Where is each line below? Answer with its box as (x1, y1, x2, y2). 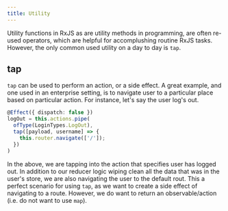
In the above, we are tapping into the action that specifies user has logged (7, 160, 217, 168)
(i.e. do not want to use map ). (7, 196, 88, 204)
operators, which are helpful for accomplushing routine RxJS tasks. (23, 36, 213, 45)
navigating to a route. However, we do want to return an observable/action (7, 189, 217, 197)
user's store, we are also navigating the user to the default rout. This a (7, 174, 205, 182)
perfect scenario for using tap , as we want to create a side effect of (7, 182, 198, 190)
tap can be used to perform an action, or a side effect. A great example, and (7, 82, 222, 90)
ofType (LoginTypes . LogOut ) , (13, 122, 94, 129)
